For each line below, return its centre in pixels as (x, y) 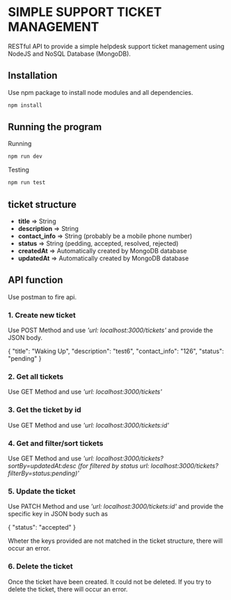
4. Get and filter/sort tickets (56, 443)
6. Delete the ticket (40, 567)
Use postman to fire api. (42, 297)
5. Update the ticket (42, 491)
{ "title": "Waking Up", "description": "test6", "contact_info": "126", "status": (116, 351)
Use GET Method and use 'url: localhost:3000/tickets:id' (89, 425)
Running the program (55, 127)
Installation (33, 76)
